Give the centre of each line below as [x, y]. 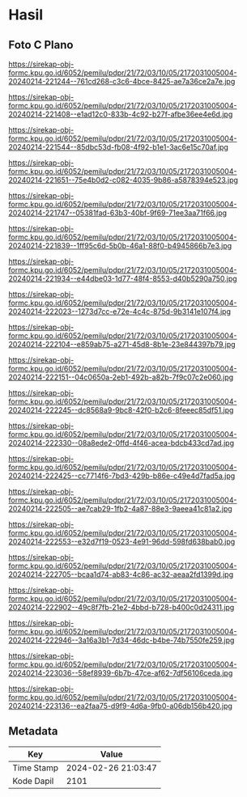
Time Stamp [36, 768]
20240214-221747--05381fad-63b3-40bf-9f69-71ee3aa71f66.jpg [118, 213]
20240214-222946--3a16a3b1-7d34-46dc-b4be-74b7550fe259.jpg [121, 640]
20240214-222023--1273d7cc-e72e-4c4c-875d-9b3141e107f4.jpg [120, 312]
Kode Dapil [33, 781]
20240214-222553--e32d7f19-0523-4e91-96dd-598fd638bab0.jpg [122, 541]
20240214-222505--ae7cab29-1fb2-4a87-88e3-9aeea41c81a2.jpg [120, 509]
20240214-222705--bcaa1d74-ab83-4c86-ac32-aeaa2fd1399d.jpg [121, 574]
